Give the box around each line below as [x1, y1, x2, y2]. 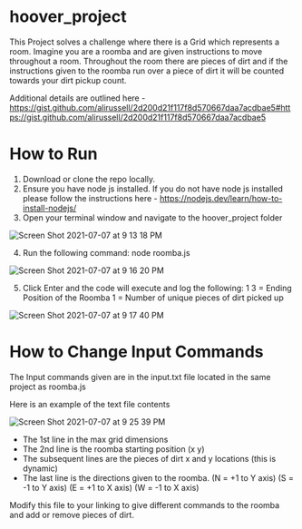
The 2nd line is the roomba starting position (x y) [22, 443, 206, 455]
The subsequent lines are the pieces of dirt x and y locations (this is [22, 453, 277, 464]
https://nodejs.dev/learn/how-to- [159, 192, 283, 203]
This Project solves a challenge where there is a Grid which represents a [9, 36, 279, 47]
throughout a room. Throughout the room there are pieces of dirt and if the [9, 55, 288, 66]
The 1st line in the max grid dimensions [22, 434, 169, 445]
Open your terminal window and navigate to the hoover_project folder [22, 211, 283, 223]
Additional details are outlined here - [9, 93, 146, 103]
